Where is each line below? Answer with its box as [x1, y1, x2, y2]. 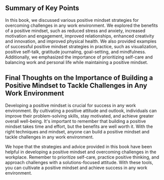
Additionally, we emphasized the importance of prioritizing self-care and [5, 54, 153, 60]
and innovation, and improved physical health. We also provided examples [5, 38, 157, 44]
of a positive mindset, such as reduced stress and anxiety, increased [5, 27, 146, 34]
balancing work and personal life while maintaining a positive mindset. [5, 59, 149, 65]
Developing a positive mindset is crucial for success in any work [5, 102, 136, 108]
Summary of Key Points [5, 4, 79, 12]
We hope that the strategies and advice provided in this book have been [5, 143, 152, 149]
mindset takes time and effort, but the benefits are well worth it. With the [5, 123, 153, 129]
